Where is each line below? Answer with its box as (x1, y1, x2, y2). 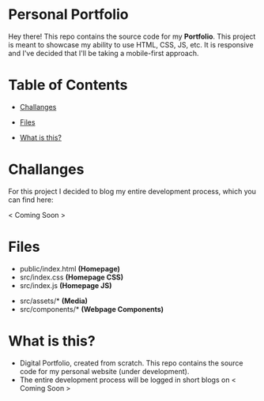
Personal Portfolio (8, 6, 129, 24)
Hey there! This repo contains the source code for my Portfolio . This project (8, 32, 256, 41)
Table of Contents (8, 77, 128, 94)
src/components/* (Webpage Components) (19, 304, 164, 313)
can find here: (8, 195, 54, 204)
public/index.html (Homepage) (19, 264, 121, 273)
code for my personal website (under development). (19, 366, 190, 376)
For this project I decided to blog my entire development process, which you (8, 186, 257, 196)
